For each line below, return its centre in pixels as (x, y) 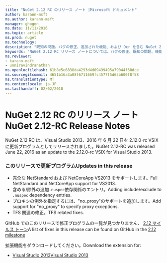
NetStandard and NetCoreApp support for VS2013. (64, 183)
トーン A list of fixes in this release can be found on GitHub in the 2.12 (85, 229)
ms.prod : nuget (21, 38)
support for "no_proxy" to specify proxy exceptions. (66, 206)
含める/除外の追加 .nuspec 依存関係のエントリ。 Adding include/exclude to (87, 189)
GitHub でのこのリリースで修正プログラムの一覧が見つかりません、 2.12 (78, 223)
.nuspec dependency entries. (42, 195)
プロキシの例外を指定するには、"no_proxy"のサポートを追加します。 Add (86, 201)
